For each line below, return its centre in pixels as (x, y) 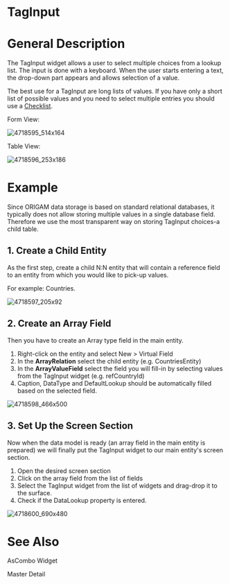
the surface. (34, 492)
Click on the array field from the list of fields (80, 478)
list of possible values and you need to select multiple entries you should (111, 98)
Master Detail (26, 574)
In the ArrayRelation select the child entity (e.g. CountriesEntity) (109, 361)
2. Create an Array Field (59, 324)
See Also (33, 541)
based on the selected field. (57, 390)
